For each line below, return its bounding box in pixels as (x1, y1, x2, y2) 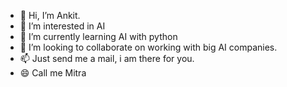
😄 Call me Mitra (19, 67, 87, 79)
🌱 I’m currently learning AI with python (19, 31, 178, 42)
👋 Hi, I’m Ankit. (19, 10, 81, 21)
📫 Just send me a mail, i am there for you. (19, 53, 195, 64)
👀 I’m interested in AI (19, 20, 106, 32)
